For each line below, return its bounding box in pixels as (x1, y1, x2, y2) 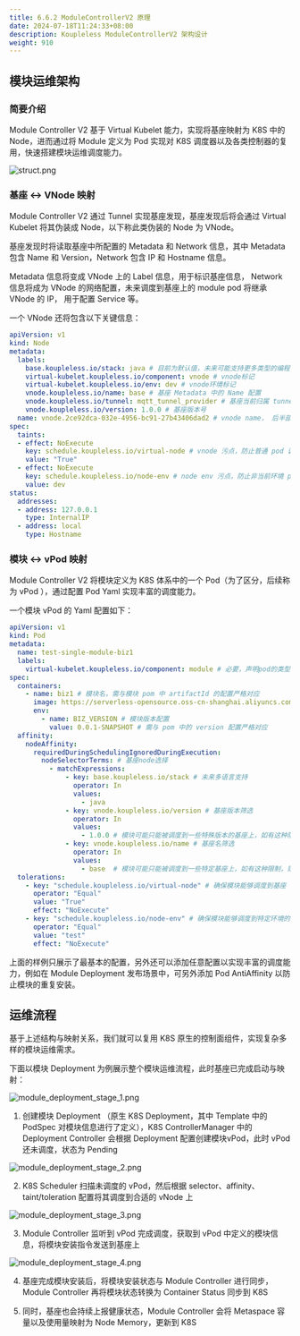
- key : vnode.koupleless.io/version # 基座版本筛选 (65, 806, 254, 815)
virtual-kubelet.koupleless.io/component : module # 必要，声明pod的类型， (25, 664, 297, 674)
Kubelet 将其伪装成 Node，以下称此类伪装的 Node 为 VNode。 (9, 222, 239, 233)
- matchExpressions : (48, 764, 126, 774)
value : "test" (32, 931, 87, 940)
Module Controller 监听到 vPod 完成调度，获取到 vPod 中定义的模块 (21, 1228, 271, 1239)
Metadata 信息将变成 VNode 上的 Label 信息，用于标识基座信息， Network (9, 271, 283, 282)
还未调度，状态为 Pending (21, 1145, 118, 1155)
